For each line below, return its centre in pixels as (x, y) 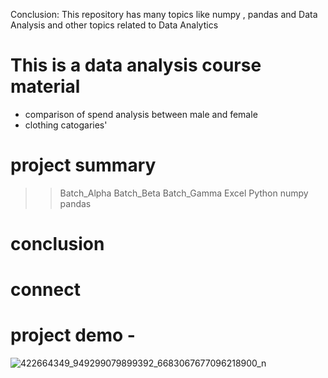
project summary (83, 165)
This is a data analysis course (136, 65)
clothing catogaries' (66, 125)
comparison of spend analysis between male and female (141, 114)
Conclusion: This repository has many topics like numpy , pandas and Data (164, 14)
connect (45, 290)
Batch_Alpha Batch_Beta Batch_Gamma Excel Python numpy (184, 193)
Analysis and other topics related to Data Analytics (114, 25)
